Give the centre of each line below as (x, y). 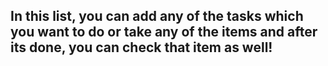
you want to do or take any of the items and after (164, 32)
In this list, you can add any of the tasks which (157, 16)
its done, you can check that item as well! (141, 47)
